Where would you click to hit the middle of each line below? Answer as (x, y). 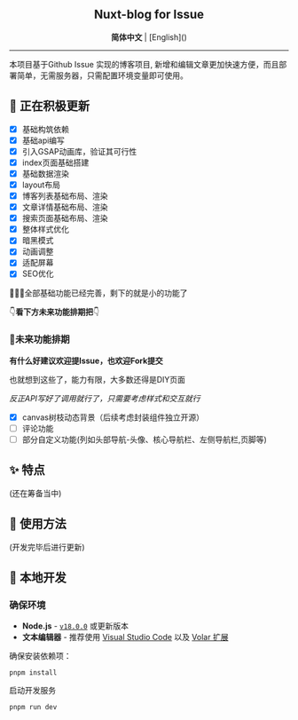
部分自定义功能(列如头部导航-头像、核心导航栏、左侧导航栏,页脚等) (145, 439)
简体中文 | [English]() (149, 37)
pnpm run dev (33, 708)
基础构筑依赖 (45, 129)
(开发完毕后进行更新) (47, 547)
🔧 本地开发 (38, 578)
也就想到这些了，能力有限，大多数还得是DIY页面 (98, 379)
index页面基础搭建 (55, 162)
